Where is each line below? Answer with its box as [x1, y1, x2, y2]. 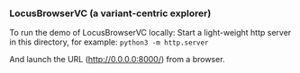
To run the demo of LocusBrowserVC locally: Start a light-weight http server [9, 28, 292, 38]
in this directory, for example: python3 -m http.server [9, 36, 209, 47]
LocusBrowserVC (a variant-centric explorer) [9, 7, 212, 20]
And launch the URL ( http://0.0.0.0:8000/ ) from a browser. [9, 54, 225, 65]
